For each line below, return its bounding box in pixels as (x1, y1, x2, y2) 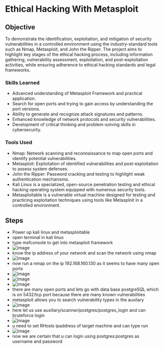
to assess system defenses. (12, 165, 69, 172)
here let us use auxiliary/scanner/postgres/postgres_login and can (12, 307, 146, 313)
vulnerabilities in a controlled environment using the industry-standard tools (5, 41, 158, 47)
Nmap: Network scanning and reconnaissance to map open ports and (12, 150, 153, 156)
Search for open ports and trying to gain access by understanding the (12, 101, 153, 107)
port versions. (12, 106, 41, 112)
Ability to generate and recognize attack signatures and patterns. (12, 111, 143, 117)
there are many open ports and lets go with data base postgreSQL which (12, 286, 159, 292)
